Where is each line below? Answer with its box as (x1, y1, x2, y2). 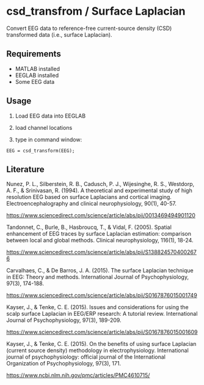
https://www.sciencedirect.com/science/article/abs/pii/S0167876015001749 (6, 292, 197, 299)
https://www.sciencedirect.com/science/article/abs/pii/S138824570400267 (6, 249, 197, 256)
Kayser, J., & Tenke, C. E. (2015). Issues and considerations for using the (6, 304, 189, 311)
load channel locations (15, 124, 73, 131)
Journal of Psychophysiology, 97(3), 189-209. (6, 316, 122, 324)
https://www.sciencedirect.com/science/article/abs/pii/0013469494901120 (6, 212, 195, 219)
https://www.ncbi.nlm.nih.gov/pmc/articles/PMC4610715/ (6, 372, 150, 379)
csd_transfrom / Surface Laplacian (6, 4, 186, 18)
